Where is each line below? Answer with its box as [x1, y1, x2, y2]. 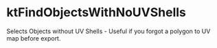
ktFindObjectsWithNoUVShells [6, 5, 187, 20]
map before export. [6, 34, 61, 42]
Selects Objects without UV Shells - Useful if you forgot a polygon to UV [6, 27, 211, 35]
